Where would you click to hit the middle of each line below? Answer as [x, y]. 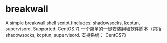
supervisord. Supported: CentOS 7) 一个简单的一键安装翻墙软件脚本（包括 [83, 29]
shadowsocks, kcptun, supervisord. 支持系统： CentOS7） [67, 35]
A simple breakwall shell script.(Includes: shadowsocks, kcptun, [73, 23]
